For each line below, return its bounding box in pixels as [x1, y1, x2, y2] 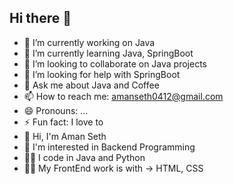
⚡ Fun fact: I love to [23, 116, 104, 128]
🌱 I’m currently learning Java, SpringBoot [23, 47, 194, 59]
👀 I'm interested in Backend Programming [23, 141, 196, 153]
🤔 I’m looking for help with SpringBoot [23, 68, 181, 80]
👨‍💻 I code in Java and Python [23, 151, 146, 163]
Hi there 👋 [9, 10, 72, 27]
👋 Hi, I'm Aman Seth [23, 130, 107, 142]
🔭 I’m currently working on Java [23, 36, 156, 48]
